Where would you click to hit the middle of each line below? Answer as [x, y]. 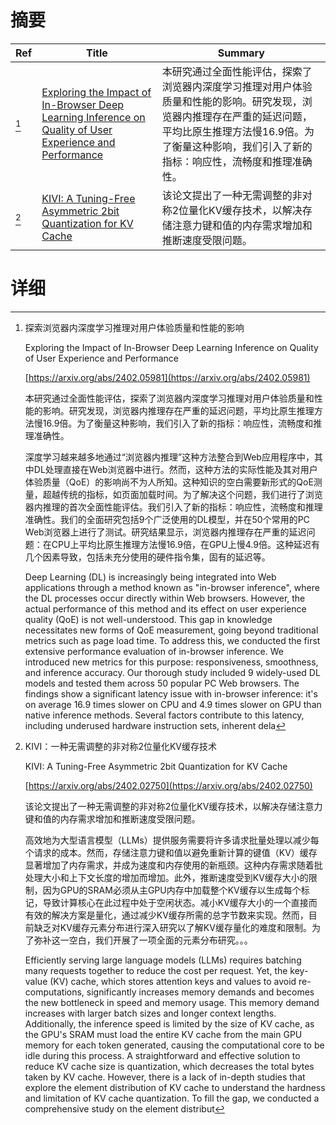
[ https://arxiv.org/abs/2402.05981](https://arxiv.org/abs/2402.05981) [167, 377]
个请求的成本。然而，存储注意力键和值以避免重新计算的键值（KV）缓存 [171, 852]
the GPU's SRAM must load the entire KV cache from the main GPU [163, 1034]
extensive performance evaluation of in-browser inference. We [154, 651]
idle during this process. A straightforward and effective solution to [162, 1055]
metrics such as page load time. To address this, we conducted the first [172, 640]
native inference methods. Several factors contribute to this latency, [164, 715]
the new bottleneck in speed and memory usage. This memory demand [172, 1002]
